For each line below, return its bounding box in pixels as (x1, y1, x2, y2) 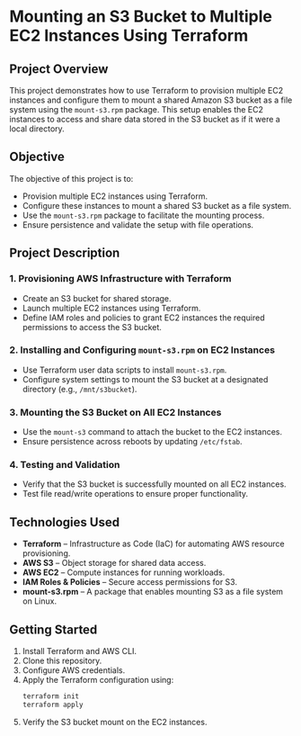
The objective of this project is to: (9, 173, 134, 184)
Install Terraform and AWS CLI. (22, 646, 137, 657)
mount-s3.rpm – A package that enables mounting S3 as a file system (22, 587, 284, 597)
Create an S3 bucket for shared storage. (22, 292, 173, 303)
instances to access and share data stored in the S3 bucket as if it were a (9, 114, 280, 124)
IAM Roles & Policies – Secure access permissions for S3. (22, 577, 238, 588)
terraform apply (22, 700, 84, 709)
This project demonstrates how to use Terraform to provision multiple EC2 (9, 85, 284, 95)
